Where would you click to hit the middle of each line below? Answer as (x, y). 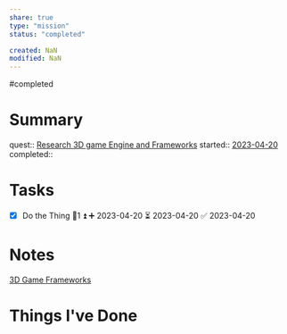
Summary (46, 120)
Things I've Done (74, 316)
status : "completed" (48, 34)
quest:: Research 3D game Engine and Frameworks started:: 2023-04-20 (143, 145)
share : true (31, 17)
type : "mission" (39, 26)
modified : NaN (36, 59)
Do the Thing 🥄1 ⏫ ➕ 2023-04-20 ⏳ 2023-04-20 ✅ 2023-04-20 (139, 216)
